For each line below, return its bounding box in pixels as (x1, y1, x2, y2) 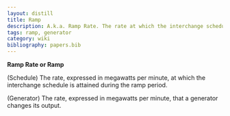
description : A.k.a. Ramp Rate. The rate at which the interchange (7, 23, 204, 29)
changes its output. (7, 102, 62, 109)
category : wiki (7, 35, 51, 42)
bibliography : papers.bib (7, 42, 81, 48)
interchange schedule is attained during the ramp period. (7, 81, 168, 89)
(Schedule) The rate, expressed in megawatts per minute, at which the (7, 74, 206, 82)
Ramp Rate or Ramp (7, 61, 64, 68)
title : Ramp (7, 16, 41, 23)
